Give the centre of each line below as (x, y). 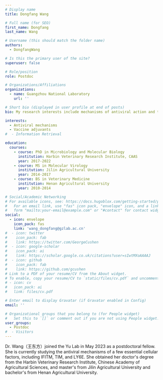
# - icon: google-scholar (32, 247)
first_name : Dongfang (27, 27)
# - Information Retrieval (33, 134)
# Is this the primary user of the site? (48, 58)
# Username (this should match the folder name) (55, 41)
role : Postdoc (19, 76)
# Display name (20, 9)
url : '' (21, 99)
